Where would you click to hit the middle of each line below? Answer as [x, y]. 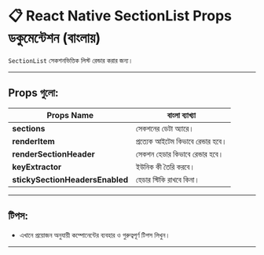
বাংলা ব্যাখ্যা [181, 115]
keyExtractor [37, 167]
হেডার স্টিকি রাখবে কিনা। [168, 179]
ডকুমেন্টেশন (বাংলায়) [54, 38]
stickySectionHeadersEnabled [70, 179]
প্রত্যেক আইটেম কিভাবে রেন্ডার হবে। [182, 141]
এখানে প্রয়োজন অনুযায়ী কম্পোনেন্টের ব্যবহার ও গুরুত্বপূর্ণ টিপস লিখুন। [95, 235]
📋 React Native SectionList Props [120, 16]
